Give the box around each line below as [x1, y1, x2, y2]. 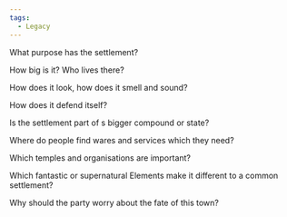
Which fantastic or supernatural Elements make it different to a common [9, 170, 279, 181]
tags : [9, 13, 30, 23]
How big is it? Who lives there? [9, 64, 124, 75]
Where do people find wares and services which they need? [9, 134, 234, 145]
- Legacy [17, 22, 51, 31]
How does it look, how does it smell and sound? [9, 82, 188, 93]
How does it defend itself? [9, 99, 107, 110]
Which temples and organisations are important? [9, 152, 192, 163]
